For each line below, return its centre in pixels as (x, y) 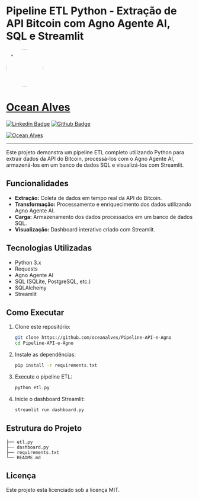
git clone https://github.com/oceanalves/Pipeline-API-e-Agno (93, 338)
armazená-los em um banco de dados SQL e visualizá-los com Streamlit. (95, 165)
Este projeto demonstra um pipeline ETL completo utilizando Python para (95, 152)
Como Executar (35, 312)
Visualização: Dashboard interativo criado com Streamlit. (85, 229)
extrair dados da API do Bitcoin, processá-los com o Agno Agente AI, (90, 158)
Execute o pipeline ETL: (44, 376)
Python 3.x (28, 262)
